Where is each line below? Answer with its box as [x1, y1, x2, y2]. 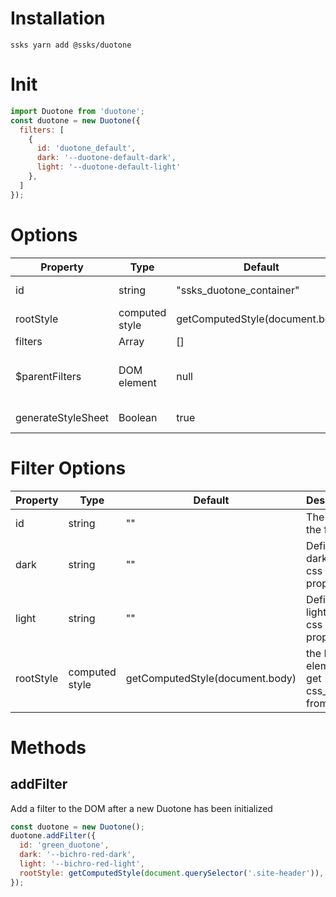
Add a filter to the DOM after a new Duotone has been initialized [10, 802, 273, 814]
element [118, 375, 157, 389]
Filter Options [10, 457, 127, 479]
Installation [10, 7, 106, 30]
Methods [10, 736, 87, 759]
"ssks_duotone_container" [176, 283, 300, 297]
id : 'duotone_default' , [36, 143, 137, 154]
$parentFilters [15, 369, 82, 383]
